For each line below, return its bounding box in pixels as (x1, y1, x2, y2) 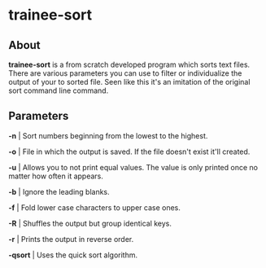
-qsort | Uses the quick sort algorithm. (8, 250, 138, 260)
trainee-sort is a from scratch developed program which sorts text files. (8, 59, 251, 69)
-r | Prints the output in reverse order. (8, 234, 134, 244)
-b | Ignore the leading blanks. (8, 187, 110, 196)
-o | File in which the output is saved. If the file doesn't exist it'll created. (8, 147, 251, 156)
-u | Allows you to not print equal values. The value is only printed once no (8, 162, 259, 172)
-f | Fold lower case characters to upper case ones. (8, 202, 181, 213)
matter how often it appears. (8, 171, 104, 181)
